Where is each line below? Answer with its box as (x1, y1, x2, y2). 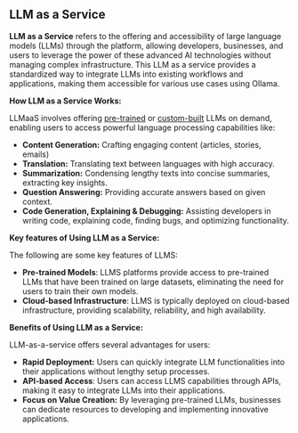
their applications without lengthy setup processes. (21, 365, 211, 377)
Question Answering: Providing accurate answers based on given (21, 186, 266, 197)
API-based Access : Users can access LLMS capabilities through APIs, (21, 375, 282, 386)
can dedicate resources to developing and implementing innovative (21, 404, 269, 414)
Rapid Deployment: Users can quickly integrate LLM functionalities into (21, 356, 286, 367)
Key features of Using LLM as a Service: (9, 232, 160, 243)
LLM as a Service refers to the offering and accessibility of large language (9, 30, 282, 41)
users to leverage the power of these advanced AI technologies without (9, 49, 271, 61)
